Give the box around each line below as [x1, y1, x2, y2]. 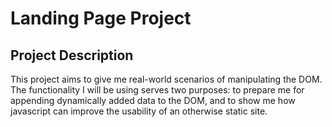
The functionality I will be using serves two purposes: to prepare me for [10, 84, 305, 96]
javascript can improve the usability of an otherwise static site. [10, 105, 268, 117]
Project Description [10, 47, 134, 64]
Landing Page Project [10, 7, 192, 30]
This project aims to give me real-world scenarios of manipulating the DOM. [10, 73, 323, 85]
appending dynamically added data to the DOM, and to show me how [10, 95, 296, 106]
